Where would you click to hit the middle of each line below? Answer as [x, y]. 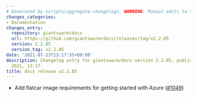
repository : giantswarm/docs [47, 33]
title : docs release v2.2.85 [42, 71]
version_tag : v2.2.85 [38, 50]
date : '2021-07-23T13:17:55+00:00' [50, 55]
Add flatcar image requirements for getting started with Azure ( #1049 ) [99, 88]
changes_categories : [31, 17]
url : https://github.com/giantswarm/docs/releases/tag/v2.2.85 [90, 39]
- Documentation [26, 22]
